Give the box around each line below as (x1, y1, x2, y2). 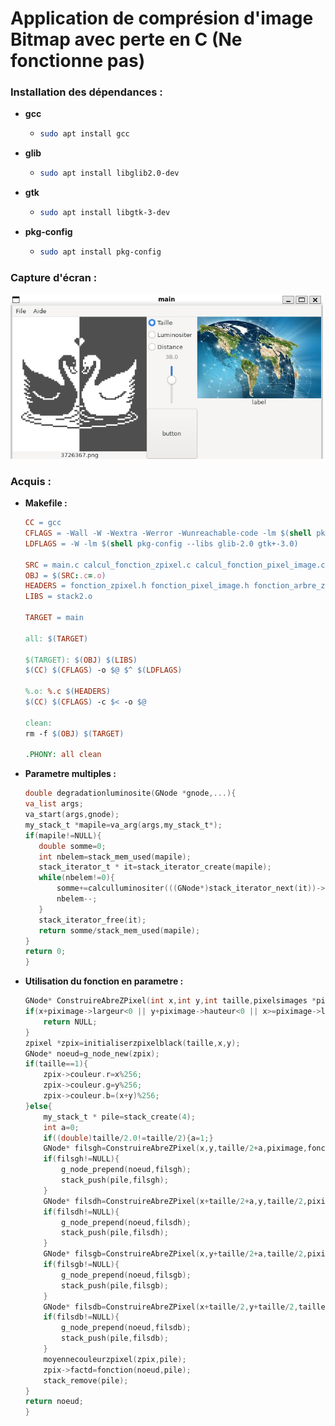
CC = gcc (24, 518, 62, 528)
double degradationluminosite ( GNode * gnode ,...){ (24, 788, 237, 799)
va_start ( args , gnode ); (24, 810, 120, 820)
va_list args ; (24, 799, 84, 809)
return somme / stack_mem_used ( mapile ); (38, 925, 201, 936)
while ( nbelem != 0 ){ (38, 873, 116, 883)
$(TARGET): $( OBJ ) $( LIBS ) (24, 655, 138, 665)
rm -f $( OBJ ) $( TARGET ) (24, 728, 125, 739)
